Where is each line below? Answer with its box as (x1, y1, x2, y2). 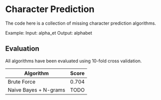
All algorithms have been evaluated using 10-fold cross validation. (5, 58, 142, 64)
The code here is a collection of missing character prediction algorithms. (5, 20, 156, 26)
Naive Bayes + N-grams (8, 86, 66, 93)
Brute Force (8, 78, 36, 85)
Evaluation (5, 44, 39, 53)
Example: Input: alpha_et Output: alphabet (5, 30, 92, 36)
